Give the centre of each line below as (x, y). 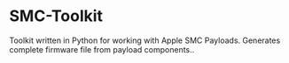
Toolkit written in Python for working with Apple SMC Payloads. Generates (145, 40)
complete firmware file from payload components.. (102, 49)
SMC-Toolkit (56, 16)
